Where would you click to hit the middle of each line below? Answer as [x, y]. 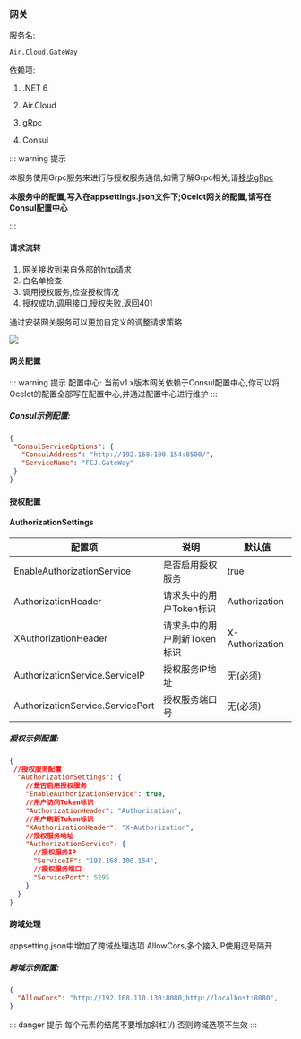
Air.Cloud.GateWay [43, 52]
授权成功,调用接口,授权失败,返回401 [87, 303]
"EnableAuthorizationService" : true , [96, 794]
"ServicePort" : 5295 [71, 877]
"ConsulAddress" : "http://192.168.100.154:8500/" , [118, 455]
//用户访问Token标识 [60, 803]
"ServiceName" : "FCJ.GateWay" [77, 463]
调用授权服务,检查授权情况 [70, 291]
